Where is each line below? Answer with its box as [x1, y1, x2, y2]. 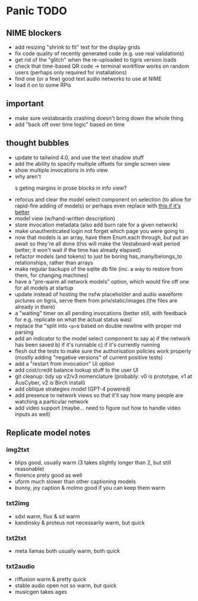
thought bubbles [6, 138, 70, 148]
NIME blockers [6, 28, 61, 38]
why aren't [14, 172, 42, 180]
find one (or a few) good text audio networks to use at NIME [14, 75, 162, 82]
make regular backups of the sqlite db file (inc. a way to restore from [14, 265, 183, 272]
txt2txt [6, 534, 27, 542]
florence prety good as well [14, 471, 82, 479]
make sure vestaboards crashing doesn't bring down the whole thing [14, 114, 184, 121]
